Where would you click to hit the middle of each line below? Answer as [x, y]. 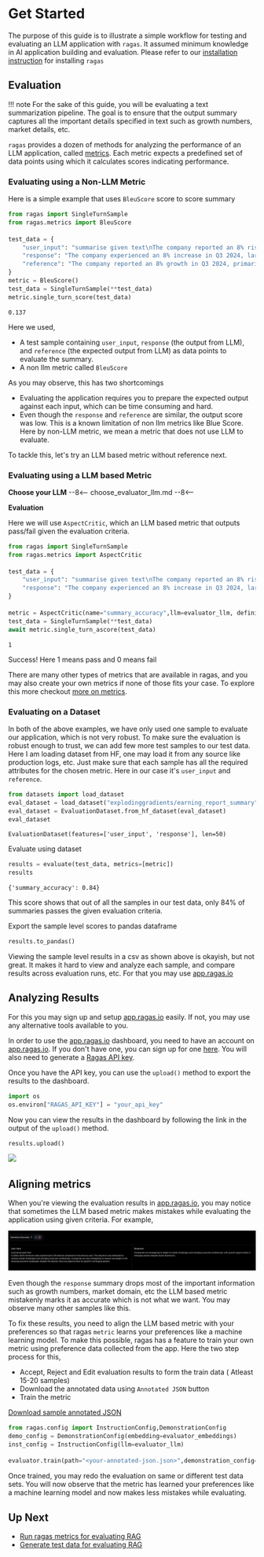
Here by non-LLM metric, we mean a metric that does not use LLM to [131, 431]
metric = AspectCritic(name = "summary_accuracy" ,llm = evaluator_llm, [121, 613]
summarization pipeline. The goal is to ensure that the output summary [123, 113]
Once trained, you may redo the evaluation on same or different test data [126, 1476]
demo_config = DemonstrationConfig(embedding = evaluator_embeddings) [123, 1436]
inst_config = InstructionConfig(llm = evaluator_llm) [96, 1444]
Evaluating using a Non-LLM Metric [77, 182]
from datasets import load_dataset [66, 794]
